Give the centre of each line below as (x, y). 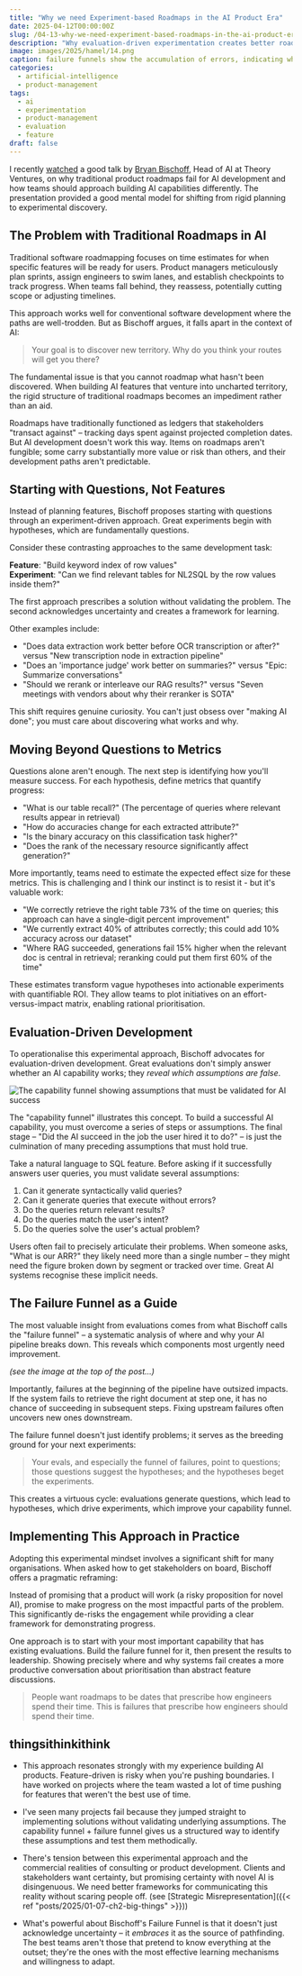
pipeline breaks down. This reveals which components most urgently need (147, 1344)
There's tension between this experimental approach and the (135, 1858)
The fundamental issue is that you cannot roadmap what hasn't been (137, 377)
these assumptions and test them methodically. (110, 1841)
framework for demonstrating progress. (82, 1624)
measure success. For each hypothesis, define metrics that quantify (135, 781)
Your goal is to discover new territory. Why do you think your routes (156, 350)
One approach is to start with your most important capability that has (137, 1641)
